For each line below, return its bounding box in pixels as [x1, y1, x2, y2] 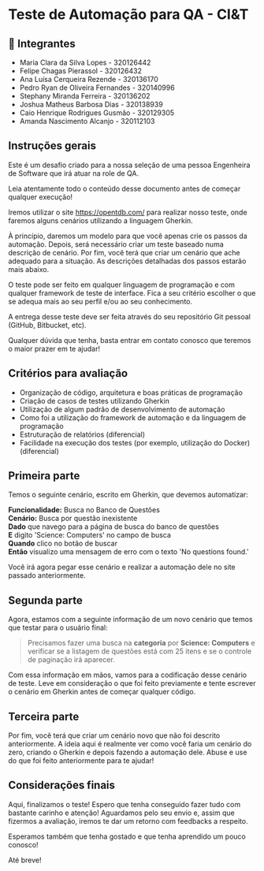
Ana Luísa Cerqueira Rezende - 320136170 [19, 75, 159, 84]
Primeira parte [8, 469, 80, 482]
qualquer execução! [8, 192, 73, 202]
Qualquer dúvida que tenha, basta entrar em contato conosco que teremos [8, 335, 251, 344]
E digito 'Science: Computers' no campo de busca [8, 530, 172, 540]
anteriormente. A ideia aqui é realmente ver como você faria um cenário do [8, 739, 252, 749]
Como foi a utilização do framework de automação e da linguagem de [19, 412, 247, 422]
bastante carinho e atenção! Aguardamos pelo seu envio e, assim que [8, 808, 235, 817]
